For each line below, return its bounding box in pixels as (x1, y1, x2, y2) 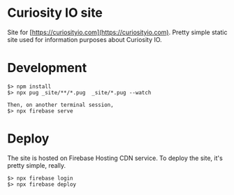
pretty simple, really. (7, 161, 66, 169)
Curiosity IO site (7, 5, 103, 21)
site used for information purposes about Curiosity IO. (7, 35, 162, 43)
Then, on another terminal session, (7, 101, 114, 108)
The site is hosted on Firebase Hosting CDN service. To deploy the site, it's (7, 154, 224, 162)
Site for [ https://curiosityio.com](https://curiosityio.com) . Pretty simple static (7, 28, 228, 36)
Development (7, 60, 87, 76)
